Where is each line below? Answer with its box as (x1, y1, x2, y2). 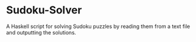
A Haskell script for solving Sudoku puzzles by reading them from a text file (6, 23, 191, 30)
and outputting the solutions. (6, 29, 76, 36)
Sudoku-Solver (6, 3, 82, 17)
